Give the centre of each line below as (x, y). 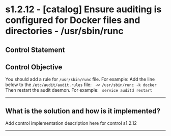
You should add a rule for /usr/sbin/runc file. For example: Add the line (80, 79)
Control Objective (34, 67)
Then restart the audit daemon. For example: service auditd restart (79, 90)
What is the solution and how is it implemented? (83, 111)
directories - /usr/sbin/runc (64, 31)
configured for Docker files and (73, 20)
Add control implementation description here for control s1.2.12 (71, 123)
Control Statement (35, 50)
